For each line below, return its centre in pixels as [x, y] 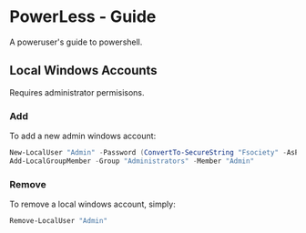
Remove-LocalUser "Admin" [58, 221]
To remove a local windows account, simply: [92, 204]
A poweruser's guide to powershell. [76, 42]
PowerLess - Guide [83, 17]
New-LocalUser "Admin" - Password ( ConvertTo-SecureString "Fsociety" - [148, 153]
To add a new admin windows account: [83, 136]
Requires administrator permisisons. [77, 92]
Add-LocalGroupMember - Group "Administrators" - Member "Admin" [132, 161]
